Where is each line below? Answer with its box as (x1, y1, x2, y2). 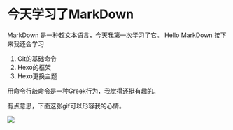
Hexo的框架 (17, 63, 51, 71)
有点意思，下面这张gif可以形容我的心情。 (7, 101, 126, 110)
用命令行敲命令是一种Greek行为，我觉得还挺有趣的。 (7, 87, 160, 95)
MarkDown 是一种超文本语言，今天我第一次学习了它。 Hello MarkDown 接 (7, 31, 220, 39)
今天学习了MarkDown (7, 6, 134, 22)
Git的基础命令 (17, 54, 57, 63)
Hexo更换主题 (17, 71, 57, 80)
